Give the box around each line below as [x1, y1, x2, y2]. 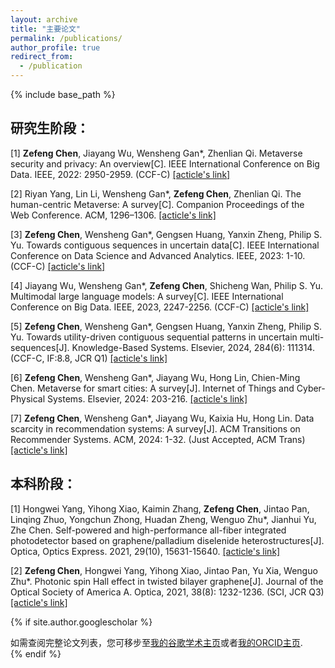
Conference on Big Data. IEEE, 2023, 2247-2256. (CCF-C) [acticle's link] [10, 301, 310, 313]
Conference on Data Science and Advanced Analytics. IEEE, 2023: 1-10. [10, 249, 306, 261]
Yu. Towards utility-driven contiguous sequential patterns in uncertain [10, 331, 298, 343]
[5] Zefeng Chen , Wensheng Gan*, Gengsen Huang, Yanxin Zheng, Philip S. [10, 320, 322, 332]
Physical [10, 392, 46, 405]
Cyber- [296, 382, 326, 394]
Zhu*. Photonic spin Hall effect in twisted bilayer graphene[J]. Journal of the [10, 575, 324, 587]
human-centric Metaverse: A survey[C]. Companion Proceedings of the [10, 198, 305, 210]
